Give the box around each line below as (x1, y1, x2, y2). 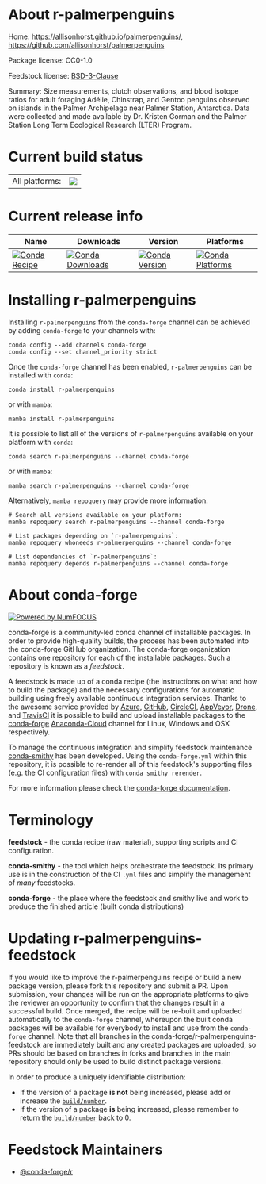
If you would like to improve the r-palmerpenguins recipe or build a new (8, 972, 241, 982)
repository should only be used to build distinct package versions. (8, 1056, 223, 1066)
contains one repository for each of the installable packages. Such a (8, 653, 231, 662)
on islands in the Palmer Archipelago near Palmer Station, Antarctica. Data (8, 103, 250, 113)
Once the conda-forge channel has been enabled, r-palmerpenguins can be (8, 362, 252, 371)
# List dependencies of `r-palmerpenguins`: (8, 553, 158, 561)
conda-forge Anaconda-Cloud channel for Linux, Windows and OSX (8, 718, 230, 728)
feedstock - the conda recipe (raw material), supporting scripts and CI (8, 837, 239, 846)
